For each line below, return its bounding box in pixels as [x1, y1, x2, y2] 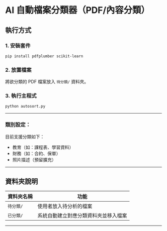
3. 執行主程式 [5, 92, 37, 99]
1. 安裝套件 [5, 42, 31, 49]
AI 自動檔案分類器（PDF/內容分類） [5, 4, 150, 16]
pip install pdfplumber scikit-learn [5, 53, 83, 59]
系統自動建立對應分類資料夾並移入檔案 [37, 212, 128, 219]
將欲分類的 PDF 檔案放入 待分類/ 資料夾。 [5, 79, 88, 85]
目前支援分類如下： [5, 133, 45, 139]
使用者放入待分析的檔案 [37, 203, 93, 210]
